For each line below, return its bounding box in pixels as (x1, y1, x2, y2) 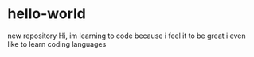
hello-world (7, 5, 87, 23)
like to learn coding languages (7, 39, 107, 48)
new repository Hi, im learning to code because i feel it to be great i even (7, 31, 246, 40)
